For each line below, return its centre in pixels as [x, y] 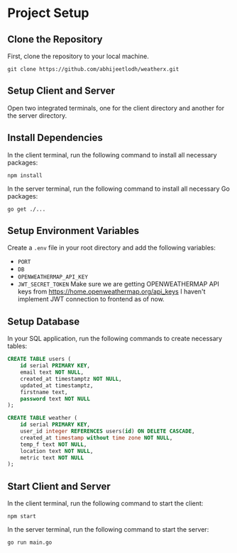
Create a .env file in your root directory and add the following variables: [112, 248]
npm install [25, 175]
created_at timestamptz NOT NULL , [71, 379]
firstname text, [44, 392]
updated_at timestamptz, [57, 385]
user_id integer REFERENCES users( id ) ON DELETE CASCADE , [108, 431]
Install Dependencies [55, 138]
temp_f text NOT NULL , [54, 445]
